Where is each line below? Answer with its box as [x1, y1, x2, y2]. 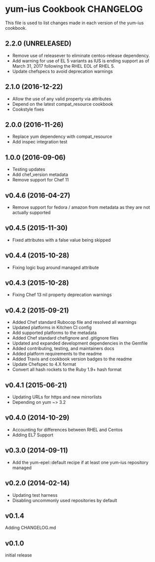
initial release [5, 552, 32, 558]
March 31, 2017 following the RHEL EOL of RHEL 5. [12, 63, 115, 69]
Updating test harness [12, 492, 58, 498]
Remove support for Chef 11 [12, 177, 69, 183]
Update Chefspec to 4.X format [12, 361, 77, 367]
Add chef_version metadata [12, 172, 68, 177]
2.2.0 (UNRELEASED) [5, 40, 72, 48]
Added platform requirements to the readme [12, 351, 102, 357]
